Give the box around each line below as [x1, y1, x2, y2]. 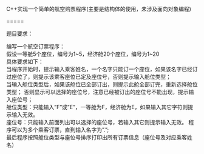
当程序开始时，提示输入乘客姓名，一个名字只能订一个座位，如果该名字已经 [6, 65, 192, 73]
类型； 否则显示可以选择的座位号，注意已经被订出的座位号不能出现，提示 [6, 89, 189, 95]
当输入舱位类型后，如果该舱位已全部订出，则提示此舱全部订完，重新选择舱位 [6, 81, 198, 88]
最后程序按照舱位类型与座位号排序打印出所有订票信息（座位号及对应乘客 [6, 134, 187, 141]
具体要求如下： [6, 58, 44, 65]
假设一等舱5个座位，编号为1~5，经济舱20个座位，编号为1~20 [6, 50, 160, 58]
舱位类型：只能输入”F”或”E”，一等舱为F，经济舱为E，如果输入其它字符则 [6, 104, 188, 110]
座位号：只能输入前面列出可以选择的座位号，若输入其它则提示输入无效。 [6, 119, 187, 126]
